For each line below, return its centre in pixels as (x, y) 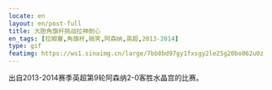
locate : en (27, 16)
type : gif (25, 46)
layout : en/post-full (45, 24)
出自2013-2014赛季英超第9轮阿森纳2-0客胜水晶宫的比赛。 (106, 77)
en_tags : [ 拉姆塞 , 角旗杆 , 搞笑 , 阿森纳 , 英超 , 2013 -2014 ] (94, 39)
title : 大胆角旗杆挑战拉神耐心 (55, 31)
